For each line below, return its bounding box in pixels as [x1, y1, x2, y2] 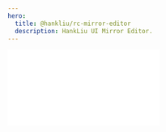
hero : [7, 11, 26, 20]
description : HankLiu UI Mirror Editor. [15, 27, 153, 35]
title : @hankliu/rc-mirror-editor [15, 19, 131, 28]
